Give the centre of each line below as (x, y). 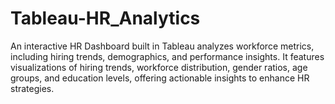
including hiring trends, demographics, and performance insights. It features (167, 56)
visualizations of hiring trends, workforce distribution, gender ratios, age (159, 67)
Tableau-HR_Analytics (105, 18)
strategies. (32, 88)
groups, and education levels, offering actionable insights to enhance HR (160, 78)
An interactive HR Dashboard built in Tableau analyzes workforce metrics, (162, 46)
